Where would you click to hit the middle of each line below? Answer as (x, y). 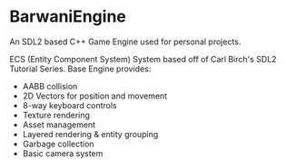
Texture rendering (56, 115)
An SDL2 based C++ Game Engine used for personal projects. (125, 42)
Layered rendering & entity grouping (90, 134)
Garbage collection (58, 144)
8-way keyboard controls (69, 105)
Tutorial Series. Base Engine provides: (80, 69)
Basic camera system (63, 153)
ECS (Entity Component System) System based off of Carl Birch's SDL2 (143, 59)
